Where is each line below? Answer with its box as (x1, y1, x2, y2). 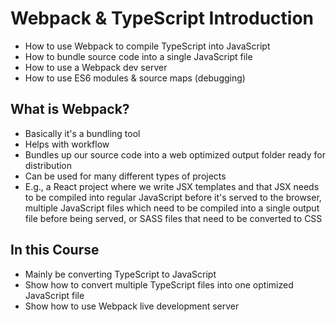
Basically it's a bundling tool (24, 127, 141, 139)
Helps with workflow (24, 138, 110, 150)
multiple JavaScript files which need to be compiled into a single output (24, 202, 320, 214)
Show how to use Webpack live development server (24, 300, 240, 312)
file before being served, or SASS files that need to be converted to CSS (24, 212, 323, 224)
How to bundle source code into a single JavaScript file (24, 50, 253, 62)
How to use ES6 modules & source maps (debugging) (24, 72, 246, 84)
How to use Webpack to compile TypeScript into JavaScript (24, 40, 271, 52)
